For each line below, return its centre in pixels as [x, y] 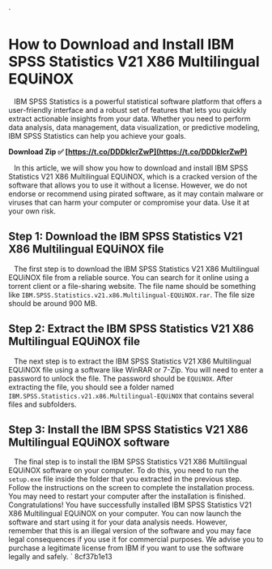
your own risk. [32, 211]
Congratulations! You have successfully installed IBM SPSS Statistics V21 [130, 505]
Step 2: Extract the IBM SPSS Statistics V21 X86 [131, 329]
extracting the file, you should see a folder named [91, 387]
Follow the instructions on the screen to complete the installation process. [132, 488]
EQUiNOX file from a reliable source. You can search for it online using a [129, 277]
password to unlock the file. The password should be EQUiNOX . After [121, 378]
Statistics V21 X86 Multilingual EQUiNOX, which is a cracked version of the [133, 176]
